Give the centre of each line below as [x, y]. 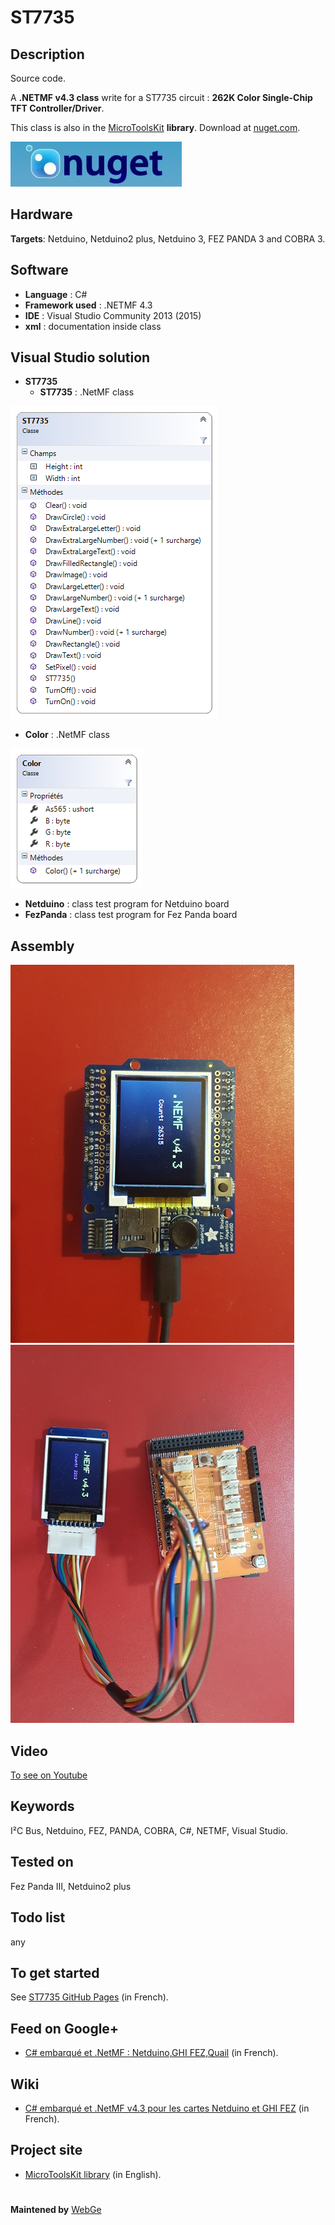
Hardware [41, 214]
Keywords [42, 1806]
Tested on [42, 1862]
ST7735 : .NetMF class [87, 392]
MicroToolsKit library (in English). [93, 2174]
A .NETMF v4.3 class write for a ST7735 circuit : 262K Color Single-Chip [161, 97]
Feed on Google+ [65, 2028]
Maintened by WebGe [56, 2209]
